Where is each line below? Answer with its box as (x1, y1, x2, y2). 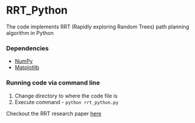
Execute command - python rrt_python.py (14, 98, 119, 105)
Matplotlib (14, 64, 40, 71)
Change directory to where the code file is (14, 92, 118, 99)
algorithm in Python (6, 29, 54, 36)
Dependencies (6, 44, 49, 52)
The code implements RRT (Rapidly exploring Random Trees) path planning (6, 23, 190, 30)
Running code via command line (6, 79, 100, 87)
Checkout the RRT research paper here (6, 110, 102, 117)
